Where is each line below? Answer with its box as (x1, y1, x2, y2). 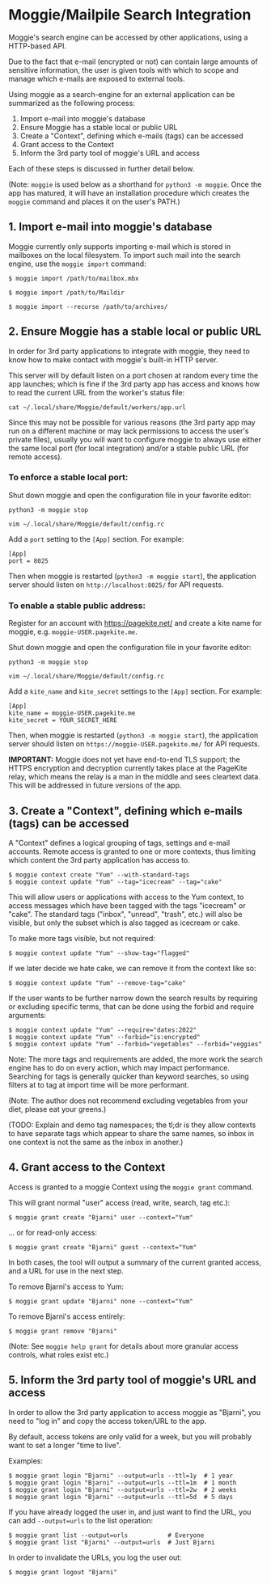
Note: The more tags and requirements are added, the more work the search (8, 1054, 263, 1064)
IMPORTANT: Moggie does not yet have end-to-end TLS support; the (8, 754, 240, 765)
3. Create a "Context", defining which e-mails (8, 804, 243, 817)
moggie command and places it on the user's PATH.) (8, 196, 180, 206)
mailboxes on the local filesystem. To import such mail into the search (8, 250, 241, 260)
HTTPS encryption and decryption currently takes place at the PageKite (8, 763, 248, 773)
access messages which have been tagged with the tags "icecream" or (8, 900, 246, 910)
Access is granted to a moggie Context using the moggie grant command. (8, 1182, 254, 1192)
